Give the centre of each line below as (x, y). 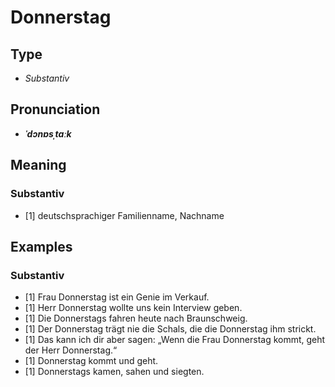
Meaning (38, 165)
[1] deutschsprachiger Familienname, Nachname (124, 215)
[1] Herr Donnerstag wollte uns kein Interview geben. (133, 308)
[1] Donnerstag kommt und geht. (91, 361)
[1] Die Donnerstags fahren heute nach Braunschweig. (136, 318)
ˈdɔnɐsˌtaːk (48, 133)
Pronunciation (55, 109)
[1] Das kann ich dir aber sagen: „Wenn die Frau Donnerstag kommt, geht (175, 340)
